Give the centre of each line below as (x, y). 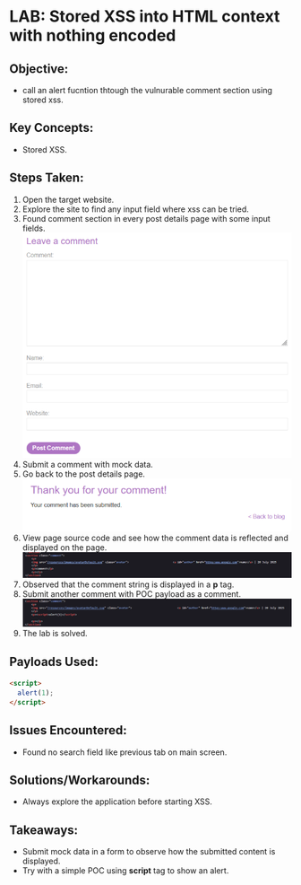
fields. (34, 228)
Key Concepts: (52, 128)
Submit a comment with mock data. (88, 465)
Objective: (39, 69)
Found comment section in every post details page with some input (146, 218)
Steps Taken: (47, 178)
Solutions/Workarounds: (80, 780)
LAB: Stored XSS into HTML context (145, 17)
